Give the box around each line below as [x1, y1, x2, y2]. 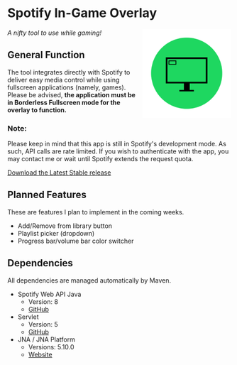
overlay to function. [7, 105, 67, 114]
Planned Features [7, 189, 87, 201]
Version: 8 [28, 297, 59, 306]
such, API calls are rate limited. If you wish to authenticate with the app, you [7, 147, 229, 156]
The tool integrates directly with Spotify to [7, 67, 131, 76]
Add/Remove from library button [17, 222, 112, 230]
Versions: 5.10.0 [28, 342, 75, 351]
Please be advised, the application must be [7, 90, 136, 99]
